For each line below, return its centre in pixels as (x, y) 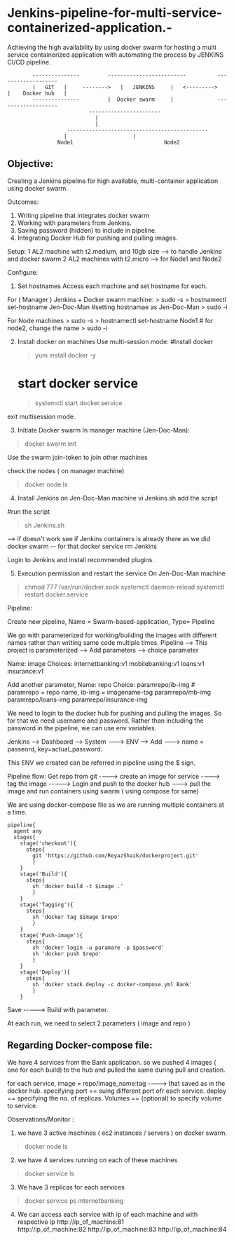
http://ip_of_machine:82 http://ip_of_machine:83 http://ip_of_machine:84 (122, 1229)
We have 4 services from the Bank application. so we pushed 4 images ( (112, 1062)
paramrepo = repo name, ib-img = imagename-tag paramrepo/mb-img (109, 692)
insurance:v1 (26, 671)
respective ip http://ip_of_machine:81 (71, 1222)
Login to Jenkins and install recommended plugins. (81, 559)
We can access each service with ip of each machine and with (108, 1214)
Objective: (30, 164)
